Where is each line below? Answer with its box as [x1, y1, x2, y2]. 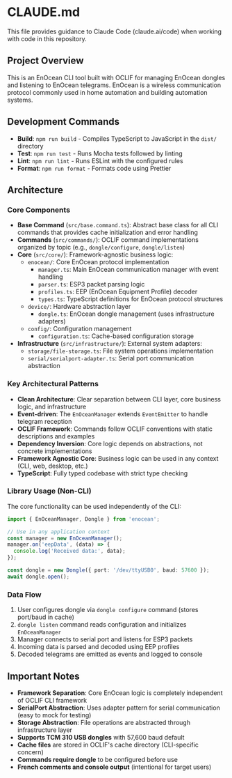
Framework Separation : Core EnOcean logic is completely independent [17, 688, 223, 697]
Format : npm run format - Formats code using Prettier [17, 164, 172, 172]
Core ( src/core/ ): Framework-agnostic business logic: [17, 250, 174, 259]
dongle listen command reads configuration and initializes [17, 620, 187, 629]
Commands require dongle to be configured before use [17, 755, 179, 763]
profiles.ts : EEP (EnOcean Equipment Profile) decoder [38, 287, 198, 296]
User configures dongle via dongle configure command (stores [17, 606, 199, 614]
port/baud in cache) [17, 613, 75, 621]
